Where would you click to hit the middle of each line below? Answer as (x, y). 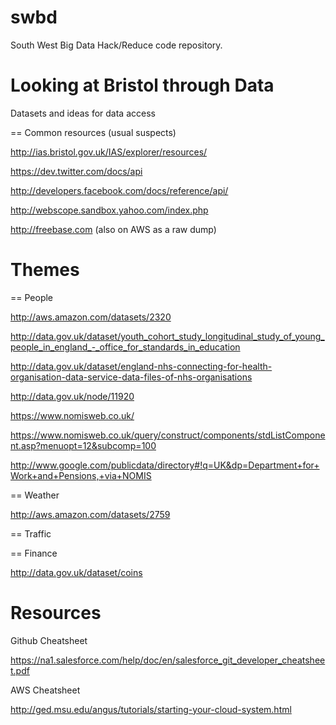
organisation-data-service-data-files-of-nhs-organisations (131, 377)
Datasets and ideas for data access (83, 113)
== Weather (35, 495)
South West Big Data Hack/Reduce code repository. (116, 45)
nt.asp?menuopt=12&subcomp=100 (83, 445)
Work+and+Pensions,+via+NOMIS (81, 475)
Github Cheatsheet (49, 640)
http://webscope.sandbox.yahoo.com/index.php (109, 210)
